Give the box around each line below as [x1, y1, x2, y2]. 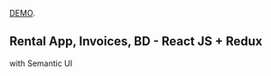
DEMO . [9, 8, 36, 18]
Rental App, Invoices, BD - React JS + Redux [9, 33, 263, 49]
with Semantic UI [9, 58, 73, 69]
